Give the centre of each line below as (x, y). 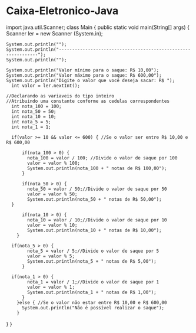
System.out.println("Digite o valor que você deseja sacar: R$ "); (91, 80)
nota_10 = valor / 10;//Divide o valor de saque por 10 (97, 220)
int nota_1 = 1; (31, 127)
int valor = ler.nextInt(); (46, 86)
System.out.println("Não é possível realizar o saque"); (93, 308)
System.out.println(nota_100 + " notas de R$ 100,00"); (97, 168)
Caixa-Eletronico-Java (62, 11)
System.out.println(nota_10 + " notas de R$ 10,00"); (94, 230)
